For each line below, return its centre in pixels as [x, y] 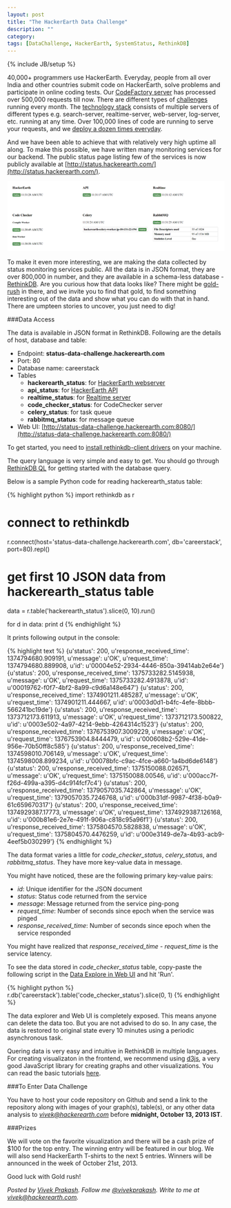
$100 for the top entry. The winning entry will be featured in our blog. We [111, 1148]
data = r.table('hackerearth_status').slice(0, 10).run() [81, 611]
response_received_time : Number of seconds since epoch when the [114, 925]
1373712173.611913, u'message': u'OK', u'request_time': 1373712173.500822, [115, 717]
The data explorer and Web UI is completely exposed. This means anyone [112, 1016]
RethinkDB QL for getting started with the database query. [90, 468]
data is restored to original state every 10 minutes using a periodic [101, 1030]
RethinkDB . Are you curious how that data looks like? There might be [104, 284]
